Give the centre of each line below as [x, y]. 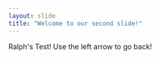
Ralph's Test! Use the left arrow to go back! [80, 46]
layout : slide [32, 16]
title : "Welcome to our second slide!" [76, 23]
